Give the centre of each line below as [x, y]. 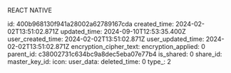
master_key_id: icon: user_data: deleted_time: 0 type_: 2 [89, 62]
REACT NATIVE [30, 10]
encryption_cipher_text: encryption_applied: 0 [138, 46]
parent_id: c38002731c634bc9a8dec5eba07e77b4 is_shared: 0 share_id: [115, 54]
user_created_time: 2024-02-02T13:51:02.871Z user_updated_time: [106, 39]
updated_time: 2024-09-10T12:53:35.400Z [123, 32]
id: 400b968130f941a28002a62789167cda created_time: [91, 24]
